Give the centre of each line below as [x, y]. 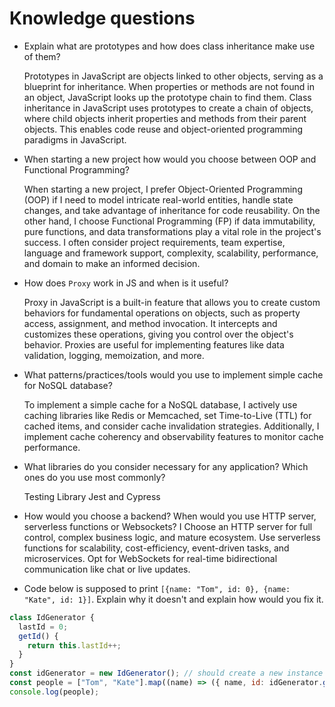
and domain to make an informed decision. [112, 263]
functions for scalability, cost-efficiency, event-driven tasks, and [156, 548]
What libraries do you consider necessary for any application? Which [166, 466]
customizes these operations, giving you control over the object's [158, 334]
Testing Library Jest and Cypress [92, 496]
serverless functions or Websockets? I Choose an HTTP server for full [168, 526]
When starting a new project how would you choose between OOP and [170, 159]
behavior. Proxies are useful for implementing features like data [154, 344]
